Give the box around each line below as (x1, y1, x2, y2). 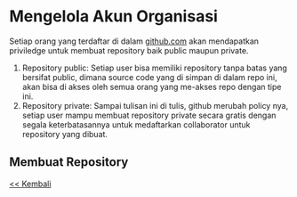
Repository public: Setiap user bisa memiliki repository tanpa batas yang (21, 62, 287, 73)
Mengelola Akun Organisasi (9, 6, 218, 27)
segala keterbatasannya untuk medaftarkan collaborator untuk (21, 119, 251, 130)
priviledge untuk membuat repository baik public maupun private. (9, 45, 249, 55)
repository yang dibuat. (21, 128, 108, 139)
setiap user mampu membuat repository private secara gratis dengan (21, 110, 277, 120)
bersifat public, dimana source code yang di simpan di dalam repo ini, (21, 71, 277, 82)
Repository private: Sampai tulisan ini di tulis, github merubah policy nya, (21, 100, 289, 111)
